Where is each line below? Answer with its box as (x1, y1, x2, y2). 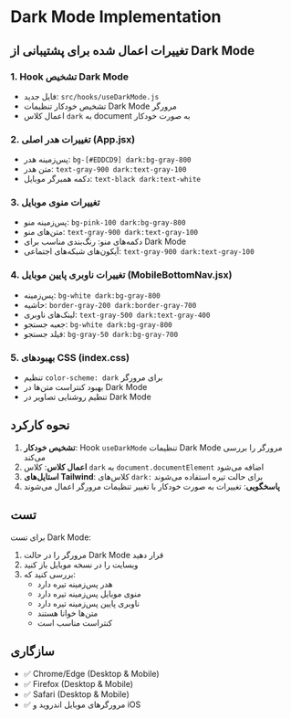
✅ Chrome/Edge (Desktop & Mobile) (23, 668, 160, 679)
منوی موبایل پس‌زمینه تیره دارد (36, 587, 141, 599)
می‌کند (23, 451, 47, 462)
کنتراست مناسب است (36, 617, 113, 628)
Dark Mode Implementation (10, 6, 222, 27)
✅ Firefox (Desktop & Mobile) (23, 678, 134, 689)
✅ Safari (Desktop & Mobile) (23, 688, 130, 700)
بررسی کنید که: (23, 568, 77, 579)
